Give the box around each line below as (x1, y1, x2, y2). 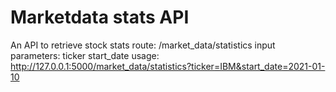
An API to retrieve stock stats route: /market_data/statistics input (10, 39, 276, 51)
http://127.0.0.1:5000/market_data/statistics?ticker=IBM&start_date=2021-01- (10, 60, 326, 72)
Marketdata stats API (10, 6, 190, 29)
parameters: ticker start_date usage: (10, 49, 160, 61)
